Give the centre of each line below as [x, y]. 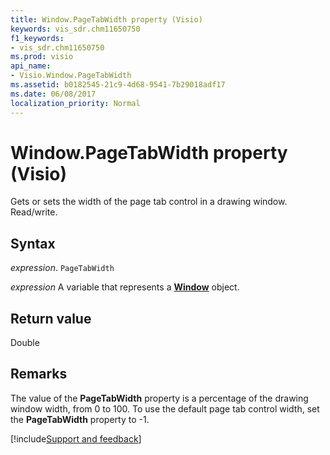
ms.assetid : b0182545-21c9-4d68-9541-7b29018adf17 [118, 85]
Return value [51, 318]
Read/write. [34, 212]
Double [25, 343]
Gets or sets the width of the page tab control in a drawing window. [149, 202]
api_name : [31, 66]
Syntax [33, 243]
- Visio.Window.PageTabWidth [71, 76]
